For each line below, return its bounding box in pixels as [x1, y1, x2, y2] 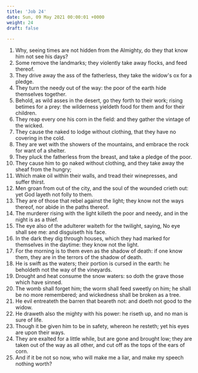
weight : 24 [6, 19, 34, 25]
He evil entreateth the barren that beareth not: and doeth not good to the [15, 297, 192, 305]
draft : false [6, 25, 39, 31]
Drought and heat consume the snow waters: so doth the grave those [15, 273, 184, 280]
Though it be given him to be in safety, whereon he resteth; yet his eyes [15, 323, 189, 330]
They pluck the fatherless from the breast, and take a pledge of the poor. [15, 153, 192, 161]
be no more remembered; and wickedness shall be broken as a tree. [15, 292, 181, 299]
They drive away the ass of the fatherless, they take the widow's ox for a [15, 72, 192, 79]
